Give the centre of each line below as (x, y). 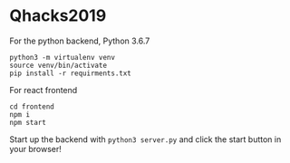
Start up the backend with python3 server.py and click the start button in (145, 139)
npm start (28, 122)
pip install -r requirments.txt (70, 73)
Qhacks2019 (58, 16)
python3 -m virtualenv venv (63, 57)
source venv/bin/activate (58, 65)
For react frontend (43, 90)
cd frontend (32, 106)
